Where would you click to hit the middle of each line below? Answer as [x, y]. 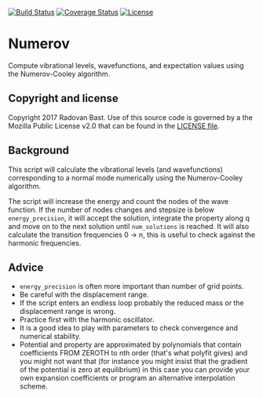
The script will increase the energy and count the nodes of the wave [119, 201]
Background [38, 150]
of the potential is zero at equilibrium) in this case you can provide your [134, 370]
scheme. [34, 386]
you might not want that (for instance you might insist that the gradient [133, 362]
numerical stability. [50, 337]
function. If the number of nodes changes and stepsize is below [111, 209]
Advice [26, 267]
